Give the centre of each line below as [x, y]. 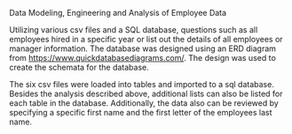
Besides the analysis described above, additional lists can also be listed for [146, 93]
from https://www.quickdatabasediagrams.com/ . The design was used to [143, 58]
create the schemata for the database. [79, 67]
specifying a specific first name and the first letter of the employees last [141, 112]
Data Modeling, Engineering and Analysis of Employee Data [118, 13]
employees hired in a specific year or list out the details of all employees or [146, 39]
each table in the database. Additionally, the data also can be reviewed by [144, 103]
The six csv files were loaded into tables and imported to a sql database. [142, 84]
